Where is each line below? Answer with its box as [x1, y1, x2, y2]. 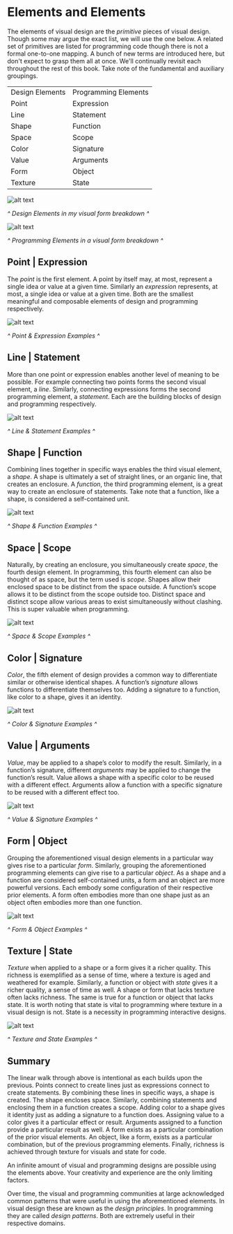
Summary [7, 1055, 51, 1067]
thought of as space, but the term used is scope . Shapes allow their [7, 575, 201, 584]
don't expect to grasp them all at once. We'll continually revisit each [7, 56, 202, 65]
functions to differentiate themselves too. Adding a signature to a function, [7, 685, 220, 694]
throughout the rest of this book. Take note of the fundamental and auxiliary [7, 64, 225, 72]
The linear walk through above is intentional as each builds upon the [7, 1074, 203, 1082]
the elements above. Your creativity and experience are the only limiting [7, 1169, 214, 1177]
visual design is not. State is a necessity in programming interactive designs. [7, 1008, 227, 1017]
